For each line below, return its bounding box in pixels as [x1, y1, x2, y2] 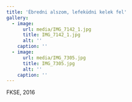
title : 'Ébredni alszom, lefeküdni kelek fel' [6, 9, 127, 15]
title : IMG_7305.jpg [22, 60, 75, 66]
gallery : [6, 15, 29, 21]
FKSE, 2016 [6, 88, 35, 96]
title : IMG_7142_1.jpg [22, 32, 81, 38]
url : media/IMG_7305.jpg [22, 55, 86, 61]
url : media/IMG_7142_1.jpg [22, 26, 92, 33]
